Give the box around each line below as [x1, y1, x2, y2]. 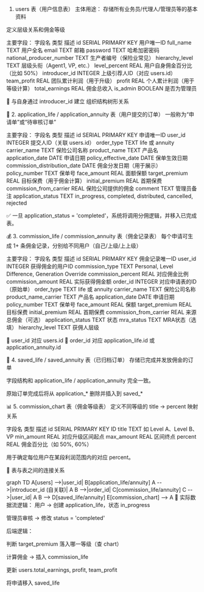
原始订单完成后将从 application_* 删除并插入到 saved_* [6, 390, 143, 397]
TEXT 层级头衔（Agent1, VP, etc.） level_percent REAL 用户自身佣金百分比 [6, 62, 192, 69]
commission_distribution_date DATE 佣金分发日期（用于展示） [6, 162, 161, 169]
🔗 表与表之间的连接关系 [6, 467, 65, 473]
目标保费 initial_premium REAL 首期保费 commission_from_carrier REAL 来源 [6, 309, 197, 316]
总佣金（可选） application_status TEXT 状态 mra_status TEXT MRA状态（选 [6, 316, 197, 323]
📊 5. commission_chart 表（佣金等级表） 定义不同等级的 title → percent [6, 403, 186, 410]
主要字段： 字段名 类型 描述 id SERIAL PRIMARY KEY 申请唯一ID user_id [6, 131, 186, 139]
